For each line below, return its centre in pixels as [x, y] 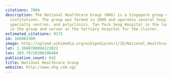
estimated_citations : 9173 [34, 34]
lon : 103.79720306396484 [32, 53]
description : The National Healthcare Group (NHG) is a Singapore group [84, 15]
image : [12, 44]
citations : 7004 [23, 10]
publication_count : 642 [31, 58]
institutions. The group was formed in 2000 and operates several [82, 19]
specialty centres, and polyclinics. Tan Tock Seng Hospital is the [84, 24]
